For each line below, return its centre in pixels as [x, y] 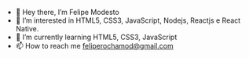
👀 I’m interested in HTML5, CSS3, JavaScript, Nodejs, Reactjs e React [128, 20]
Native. [27, 29]
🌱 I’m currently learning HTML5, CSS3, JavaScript [96, 37]
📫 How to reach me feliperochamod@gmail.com [95, 46]
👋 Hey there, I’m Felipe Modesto [67, 12]
